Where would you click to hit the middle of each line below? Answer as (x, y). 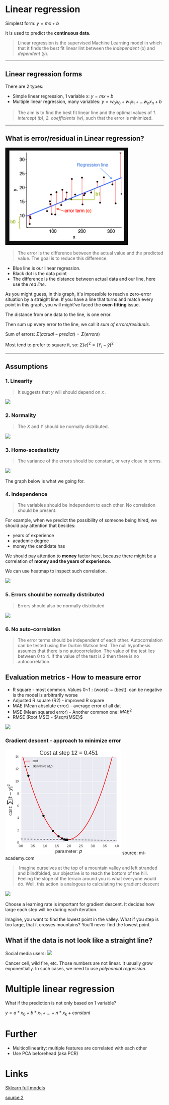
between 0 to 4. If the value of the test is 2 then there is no (78, 656)
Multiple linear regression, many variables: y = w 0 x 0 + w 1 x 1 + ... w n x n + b (87, 102)
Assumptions (27, 367)
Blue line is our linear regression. (46, 268)
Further (21, 1034)
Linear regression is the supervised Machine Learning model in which (90, 43)
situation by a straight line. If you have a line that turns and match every (79, 299)
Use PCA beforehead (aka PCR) (45, 1054)
